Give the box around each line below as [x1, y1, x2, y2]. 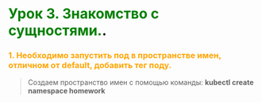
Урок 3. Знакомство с [8, 5, 160, 23]
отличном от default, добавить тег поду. [8, 60, 172, 71]
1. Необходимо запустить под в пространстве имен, [8, 50, 222, 61]
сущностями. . [8, 21, 107, 40]
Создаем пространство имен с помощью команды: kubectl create [27, 78, 254, 87]
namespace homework [27, 86, 106, 96]
